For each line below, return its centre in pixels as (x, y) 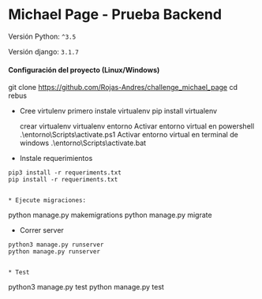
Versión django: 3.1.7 (43, 51)
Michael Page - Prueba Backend (115, 15)
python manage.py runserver (54, 252)
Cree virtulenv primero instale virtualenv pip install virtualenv (118, 111)
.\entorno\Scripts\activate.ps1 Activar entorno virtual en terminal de (129, 135)
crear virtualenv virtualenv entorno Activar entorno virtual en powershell (137, 126)
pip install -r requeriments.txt (63, 180)
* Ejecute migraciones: (47, 200)
